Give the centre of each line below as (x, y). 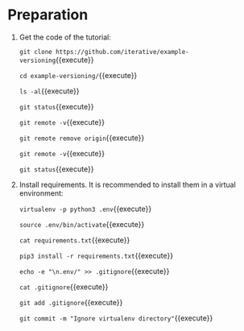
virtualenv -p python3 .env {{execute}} (85, 209)
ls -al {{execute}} (49, 91)
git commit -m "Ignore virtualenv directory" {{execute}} (116, 318)
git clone (36, 52)
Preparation (48, 15)
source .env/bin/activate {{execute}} (82, 224)
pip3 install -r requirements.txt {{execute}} (96, 255)
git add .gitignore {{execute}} (71, 302)
